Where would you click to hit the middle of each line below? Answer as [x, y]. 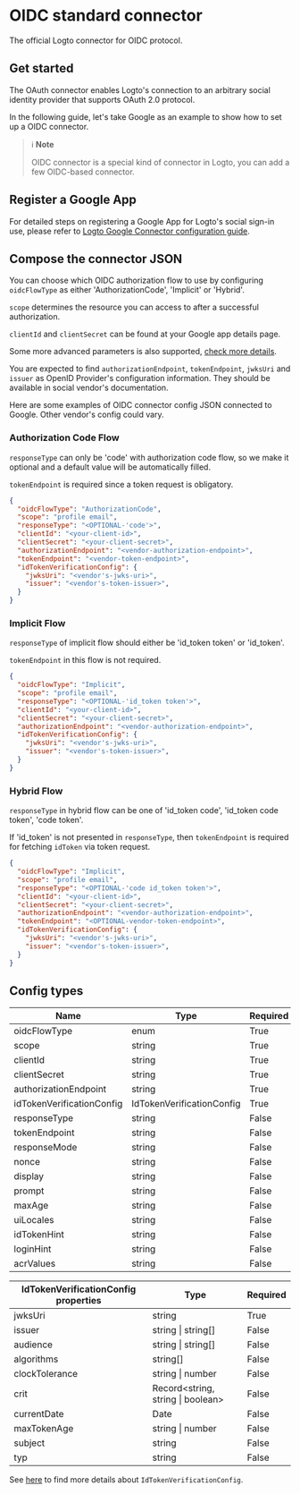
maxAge [31, 1206]
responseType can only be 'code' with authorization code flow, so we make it [149, 457]
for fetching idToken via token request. [80, 847]
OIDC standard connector [106, 16]
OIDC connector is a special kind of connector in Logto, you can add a [160, 162]
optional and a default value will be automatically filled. [110, 467]
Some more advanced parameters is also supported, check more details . [143, 352]
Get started [42, 68]
